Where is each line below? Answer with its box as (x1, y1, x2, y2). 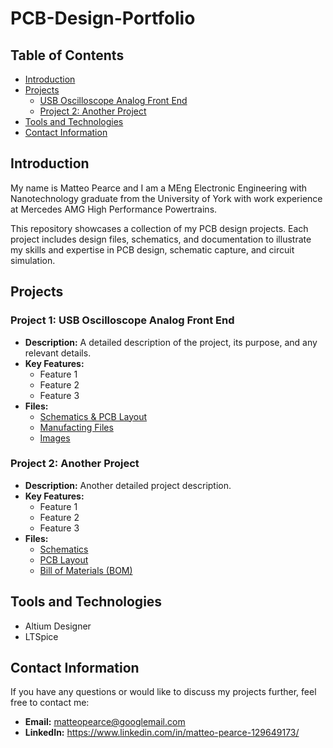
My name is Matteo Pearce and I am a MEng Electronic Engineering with (10, 182, 308, 194)
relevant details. (24, 347, 92, 359)
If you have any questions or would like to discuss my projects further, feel (10, 686, 317, 698)
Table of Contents (10, 47, 125, 64)
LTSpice (24, 630, 59, 642)
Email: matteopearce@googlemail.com (24, 716, 186, 728)
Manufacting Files (39, 421, 114, 433)
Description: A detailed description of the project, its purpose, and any (24, 336, 318, 348)
